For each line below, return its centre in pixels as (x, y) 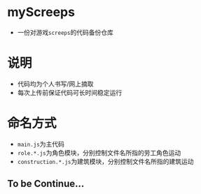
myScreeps (41, 12)
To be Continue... (46, 184)
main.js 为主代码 (41, 144)
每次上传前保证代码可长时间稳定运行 (70, 92)
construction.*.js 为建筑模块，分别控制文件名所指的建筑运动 (105, 161)
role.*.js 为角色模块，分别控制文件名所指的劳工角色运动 (99, 152)
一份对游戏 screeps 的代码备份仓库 (65, 32)
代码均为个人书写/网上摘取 (55, 84)
